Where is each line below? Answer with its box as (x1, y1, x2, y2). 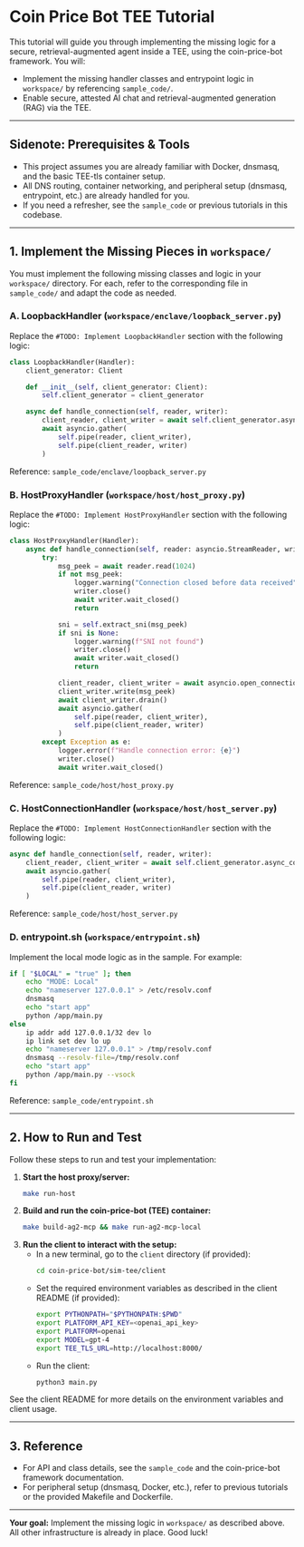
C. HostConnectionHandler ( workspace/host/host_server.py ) (9, 802, 278, 814)
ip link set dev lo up (25, 1036, 111, 1046)
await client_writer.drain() (57, 696, 168, 705)
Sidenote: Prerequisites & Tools (9, 137, 190, 152)
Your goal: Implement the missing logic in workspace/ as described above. (9, 1517, 285, 1529)
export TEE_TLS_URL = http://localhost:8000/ (35, 1344, 204, 1353)
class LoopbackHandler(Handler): (9, 357, 136, 366)
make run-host (22, 1189, 76, 1198)
